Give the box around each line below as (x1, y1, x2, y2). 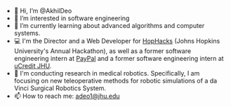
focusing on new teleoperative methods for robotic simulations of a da (13, 77, 218, 85)
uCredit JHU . (13, 62, 52, 70)
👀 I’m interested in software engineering (13, 14, 130, 22)
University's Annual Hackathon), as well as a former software (13, 47, 192, 55)
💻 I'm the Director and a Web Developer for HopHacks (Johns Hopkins (13, 37, 220, 45)
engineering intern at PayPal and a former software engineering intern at (13, 55, 224, 62)
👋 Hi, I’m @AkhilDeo (13, 7, 72, 15)
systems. (13, 29, 41, 37)
